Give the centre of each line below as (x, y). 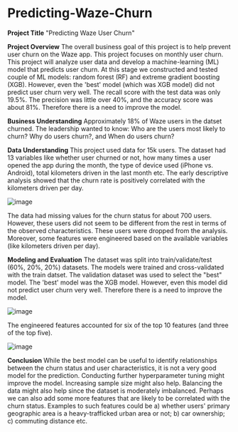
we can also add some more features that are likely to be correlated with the (119, 398)
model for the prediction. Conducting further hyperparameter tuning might (116, 375)
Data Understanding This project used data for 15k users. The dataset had (117, 150)
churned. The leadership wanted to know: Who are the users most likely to (117, 128)
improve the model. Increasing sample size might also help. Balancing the (115, 383)
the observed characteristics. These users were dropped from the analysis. (118, 230)
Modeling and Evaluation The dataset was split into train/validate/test (110, 259)
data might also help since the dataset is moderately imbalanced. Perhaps (115, 391)
